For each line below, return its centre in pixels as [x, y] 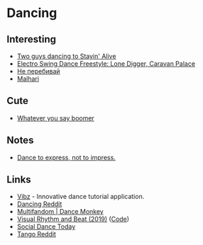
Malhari [28, 79]
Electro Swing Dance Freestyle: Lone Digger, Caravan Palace [106, 64]
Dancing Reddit [39, 204]
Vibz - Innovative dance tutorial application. [81, 197]
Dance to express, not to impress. [66, 157]
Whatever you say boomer [56, 118]
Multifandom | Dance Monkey [60, 212]
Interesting [31, 39]
